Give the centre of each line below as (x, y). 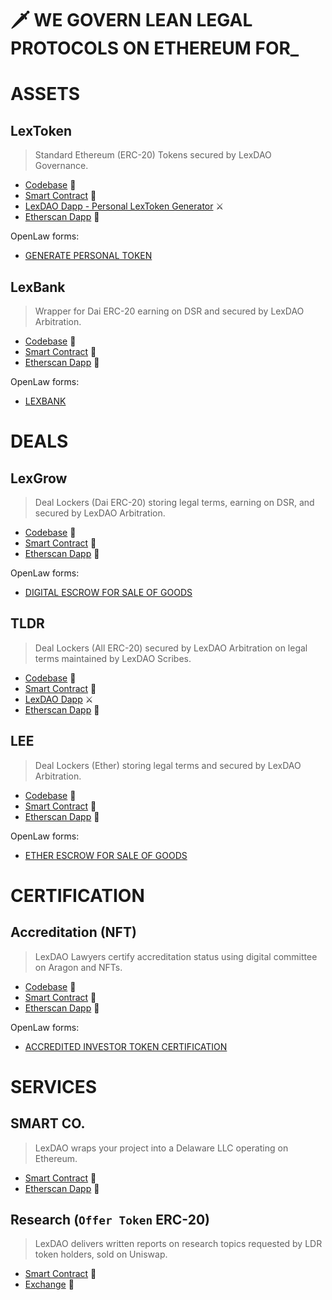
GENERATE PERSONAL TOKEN (88, 256)
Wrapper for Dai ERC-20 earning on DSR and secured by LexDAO (169, 311)
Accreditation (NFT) (73, 932)
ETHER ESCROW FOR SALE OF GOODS (106, 855)
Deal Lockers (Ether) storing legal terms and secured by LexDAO (168, 765)
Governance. (61, 166)
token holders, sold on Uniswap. (101, 1254)
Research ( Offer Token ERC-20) (110, 1220)
